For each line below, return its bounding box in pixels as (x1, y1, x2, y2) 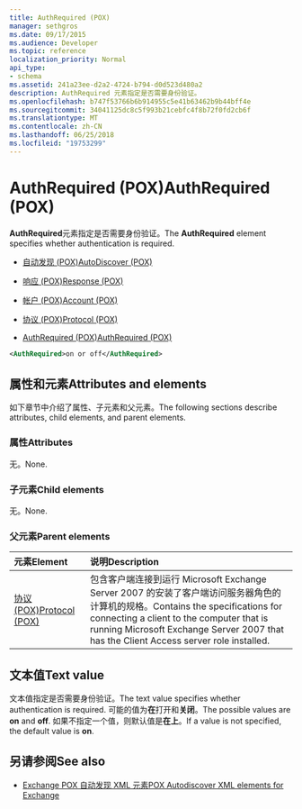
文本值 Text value (9, 668, 105, 683)
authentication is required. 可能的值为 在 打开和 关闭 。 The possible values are (9, 704, 291, 715)
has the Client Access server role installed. (89, 634, 270, 647)
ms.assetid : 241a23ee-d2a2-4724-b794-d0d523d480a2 (9, 80, 203, 89)
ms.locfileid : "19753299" (9, 139, 106, 148)
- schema (9, 72, 42, 81)
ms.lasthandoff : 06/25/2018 (9, 131, 115, 140)
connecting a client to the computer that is (89, 612, 269, 624)
